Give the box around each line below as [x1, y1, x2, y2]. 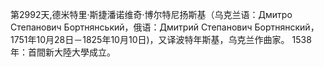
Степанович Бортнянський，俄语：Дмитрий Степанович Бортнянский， [10, 21, 320, 33]
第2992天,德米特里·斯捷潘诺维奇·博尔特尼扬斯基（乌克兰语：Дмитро [10, 9, 293, 20]
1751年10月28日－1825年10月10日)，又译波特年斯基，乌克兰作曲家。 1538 [10, 34, 312, 45]
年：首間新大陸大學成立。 [10, 46, 116, 58]
